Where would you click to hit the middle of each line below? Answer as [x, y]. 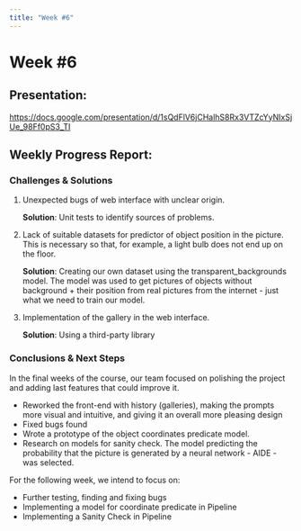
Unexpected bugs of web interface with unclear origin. [124, 200]
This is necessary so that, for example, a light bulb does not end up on [152, 245]
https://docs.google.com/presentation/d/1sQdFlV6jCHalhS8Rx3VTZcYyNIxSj [151, 117]
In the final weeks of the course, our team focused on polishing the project [147, 378]
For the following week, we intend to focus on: [95, 480]
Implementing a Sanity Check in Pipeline [97, 516]
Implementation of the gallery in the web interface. [116, 318]
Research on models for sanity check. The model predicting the [140, 443]
